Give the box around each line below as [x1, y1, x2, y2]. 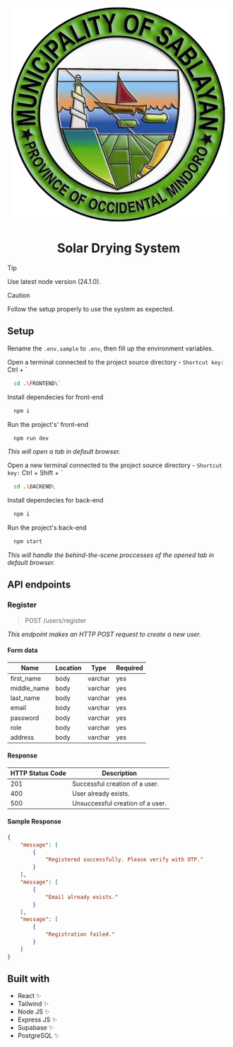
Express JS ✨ [17, 1015, 58, 1024]
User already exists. [72, 789, 130, 798]
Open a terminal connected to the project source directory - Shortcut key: [7, 357, 225, 366]
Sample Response [7, 817, 61, 826]
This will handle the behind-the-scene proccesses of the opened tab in [7, 551, 215, 559]
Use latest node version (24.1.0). [7, 277, 101, 285]
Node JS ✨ [17, 1007, 50, 1016]
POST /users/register [24, 616, 87, 624]
